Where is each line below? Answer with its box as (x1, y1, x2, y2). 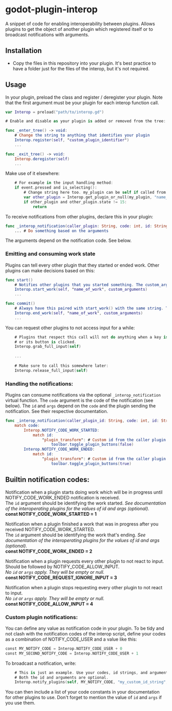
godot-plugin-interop (5, 4, 98, 15)
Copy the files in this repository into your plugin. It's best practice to (12, 60, 156, 66)
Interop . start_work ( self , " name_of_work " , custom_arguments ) (14, 287, 147, 292)
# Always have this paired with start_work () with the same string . (14, 306, 164, 311)
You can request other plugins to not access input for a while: (5, 325, 135, 331)
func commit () (5, 301, 36, 306)
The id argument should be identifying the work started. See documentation (5, 500, 166, 506)
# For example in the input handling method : (14, 180, 114, 185)
